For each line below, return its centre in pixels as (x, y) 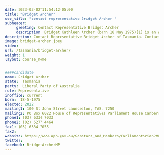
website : (14, 136)
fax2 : (10, 131)
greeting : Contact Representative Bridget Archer (67, 28)
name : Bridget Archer (27, 77)
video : (12, 46)
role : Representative (27, 91)
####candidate (20, 73)
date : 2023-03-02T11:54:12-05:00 (39, 10)
